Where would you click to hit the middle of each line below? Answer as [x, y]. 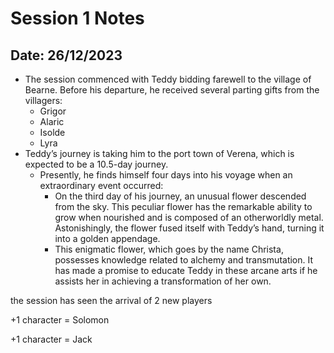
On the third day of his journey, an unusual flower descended [180, 196]
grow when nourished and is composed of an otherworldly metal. [189, 217]
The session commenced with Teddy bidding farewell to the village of [168, 79]
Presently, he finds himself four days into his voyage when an [166, 175]
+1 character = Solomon [60, 320]
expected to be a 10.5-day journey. [96, 164]
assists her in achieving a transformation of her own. [163, 281]
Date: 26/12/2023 [66, 55]
